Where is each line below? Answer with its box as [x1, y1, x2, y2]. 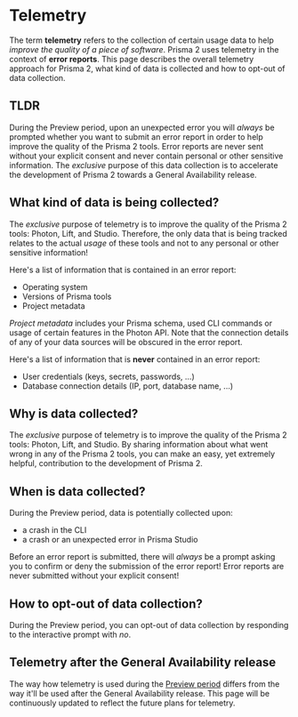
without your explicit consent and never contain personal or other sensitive [9, 150, 284, 161]
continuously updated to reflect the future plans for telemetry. [9, 697, 236, 708]
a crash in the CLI [21, 525, 87, 536]
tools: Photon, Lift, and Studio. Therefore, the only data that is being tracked [9, 228, 287, 238]
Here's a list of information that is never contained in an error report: [9, 353, 261, 365]
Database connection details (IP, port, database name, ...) [21, 380, 234, 391]
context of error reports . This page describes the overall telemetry [9, 53, 254, 64]
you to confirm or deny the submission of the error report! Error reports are [9, 561, 285, 572]
